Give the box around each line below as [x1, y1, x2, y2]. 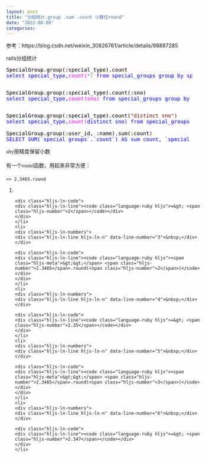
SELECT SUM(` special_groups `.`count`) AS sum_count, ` [6, 136, 168, 143]
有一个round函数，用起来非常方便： [6, 163, 91, 169]
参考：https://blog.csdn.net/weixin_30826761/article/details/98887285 [6, 42, 178, 49]
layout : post [6, 8, 38, 15]
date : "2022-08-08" [6, 20, 54, 25]
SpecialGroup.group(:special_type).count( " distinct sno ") [6, 112, 178, 119]
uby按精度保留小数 [6, 149, 50, 155]
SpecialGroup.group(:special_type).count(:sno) [6, 89, 146, 96]
